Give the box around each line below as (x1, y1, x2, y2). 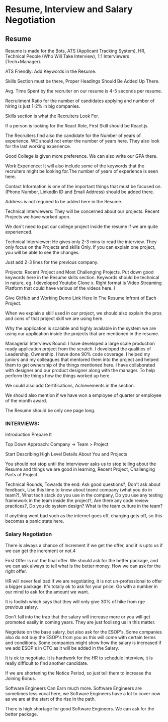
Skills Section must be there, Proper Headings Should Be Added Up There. (5, 78, 160, 84)
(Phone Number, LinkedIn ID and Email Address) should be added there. (5, 189, 154, 195)
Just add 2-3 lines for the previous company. (5, 259, 99, 265)
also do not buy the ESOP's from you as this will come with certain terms (5, 634, 156, 640)
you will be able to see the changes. (5, 249, 80, 255)
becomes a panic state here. (5, 518, 64, 524)
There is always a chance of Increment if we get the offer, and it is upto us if (5, 542, 163, 548)
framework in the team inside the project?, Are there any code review (5, 498, 149, 504)
